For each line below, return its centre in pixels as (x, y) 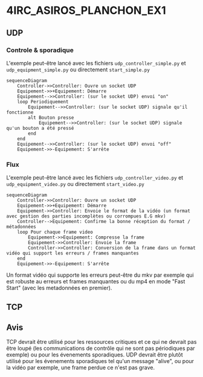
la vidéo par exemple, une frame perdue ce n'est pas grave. (81, 368)
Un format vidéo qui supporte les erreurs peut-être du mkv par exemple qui (100, 275)
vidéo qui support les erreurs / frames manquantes (72, 253)
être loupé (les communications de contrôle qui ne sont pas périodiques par (101, 349)
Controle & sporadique (40, 50)
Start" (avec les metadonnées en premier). (59, 288)
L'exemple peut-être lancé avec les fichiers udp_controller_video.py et (95, 178)
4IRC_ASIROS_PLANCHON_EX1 (86, 11)
